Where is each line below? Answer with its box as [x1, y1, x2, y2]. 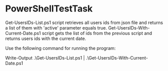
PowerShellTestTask [5, 3, 93, 14]
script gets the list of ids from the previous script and [42, 30, 152, 36]
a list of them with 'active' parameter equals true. [5, 24, 107, 30]
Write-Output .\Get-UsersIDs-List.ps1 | [5, 54, 85, 60]
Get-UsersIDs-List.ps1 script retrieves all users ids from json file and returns [5, 19, 163, 25]
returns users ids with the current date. [5, 35, 87, 41]
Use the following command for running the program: [5, 45, 116, 51]
